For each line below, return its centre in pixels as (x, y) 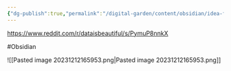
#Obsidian (22, 46)
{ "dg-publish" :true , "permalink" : (55, 13)
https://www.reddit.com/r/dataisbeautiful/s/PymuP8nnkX (88, 33)
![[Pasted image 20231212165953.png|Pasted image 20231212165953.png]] (114, 60)
